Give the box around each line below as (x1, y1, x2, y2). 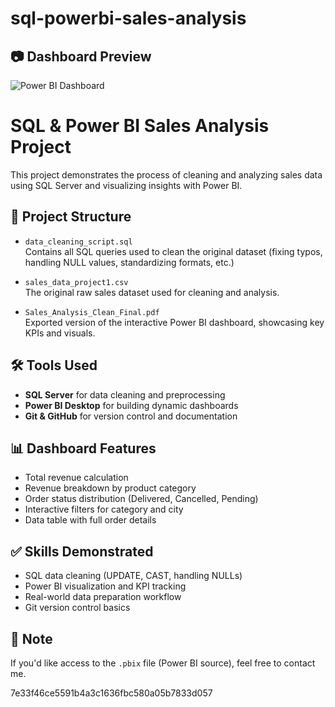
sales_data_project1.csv (24, 277, 129, 287)
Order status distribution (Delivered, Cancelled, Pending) (24, 493, 259, 505)
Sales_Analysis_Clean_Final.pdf (24, 307, 160, 317)
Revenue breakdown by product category (24, 482, 197, 494)
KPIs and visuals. (24, 327, 96, 339)
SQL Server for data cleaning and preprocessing (24, 388, 226, 401)
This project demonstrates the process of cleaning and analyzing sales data (10, 168, 323, 181)
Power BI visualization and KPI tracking (24, 580, 187, 592)
